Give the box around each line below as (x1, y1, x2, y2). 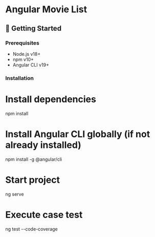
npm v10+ (12, 56, 34, 62)
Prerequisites (5, 39, 39, 47)
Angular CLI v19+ (12, 61, 50, 68)
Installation (5, 74, 34, 81)
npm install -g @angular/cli (5, 156, 62, 162)
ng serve (5, 191, 24, 197)
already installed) (5, 139, 82, 150)
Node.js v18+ (12, 51, 41, 57)
